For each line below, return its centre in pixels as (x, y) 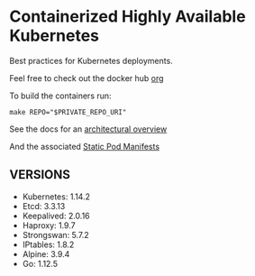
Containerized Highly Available (127, 17)
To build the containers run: (60, 96)
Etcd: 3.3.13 (44, 206)
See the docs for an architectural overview (88, 129)
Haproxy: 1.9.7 (49, 225)
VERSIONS (40, 175)
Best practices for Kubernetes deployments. (91, 60)
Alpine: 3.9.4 (46, 253)
